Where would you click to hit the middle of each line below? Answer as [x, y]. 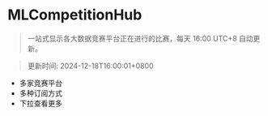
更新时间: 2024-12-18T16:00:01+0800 [91, 66]
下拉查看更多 [40, 103]
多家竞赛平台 [40, 83]
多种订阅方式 [40, 93]
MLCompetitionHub [75, 15]
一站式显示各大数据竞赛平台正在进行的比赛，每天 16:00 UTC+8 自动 [140, 38]
